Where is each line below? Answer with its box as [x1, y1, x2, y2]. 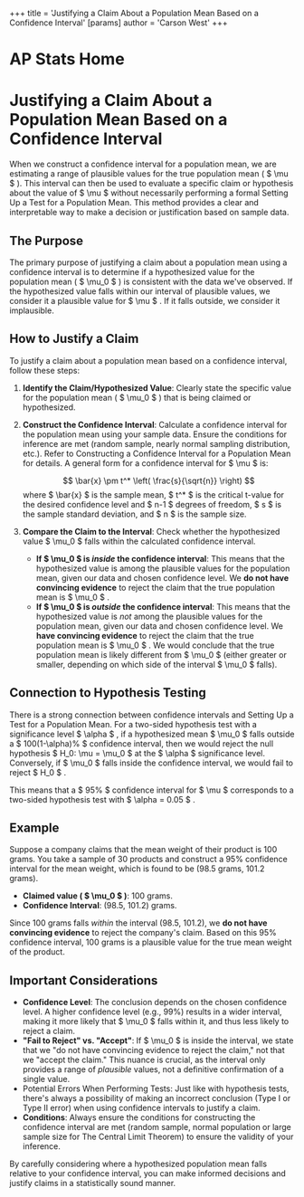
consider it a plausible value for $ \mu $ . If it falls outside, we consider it [9, 295, 280, 306]
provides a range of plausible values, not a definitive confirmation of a [22, 1064, 285, 1075]
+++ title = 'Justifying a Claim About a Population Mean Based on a [9, 8, 260, 18]
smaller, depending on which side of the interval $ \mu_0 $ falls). [35, 659, 278, 670]
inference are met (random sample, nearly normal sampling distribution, [22, 438, 290, 449]
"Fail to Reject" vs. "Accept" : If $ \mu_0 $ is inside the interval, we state [22, 1035, 294, 1046]
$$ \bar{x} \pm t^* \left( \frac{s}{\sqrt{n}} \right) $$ [62, 475, 255, 486]
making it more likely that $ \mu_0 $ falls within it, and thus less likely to [22, 1016, 290, 1027]
